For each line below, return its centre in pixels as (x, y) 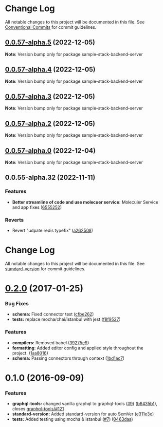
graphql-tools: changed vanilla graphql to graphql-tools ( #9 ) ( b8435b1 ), (85, 404)
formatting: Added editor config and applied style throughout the (78, 348)
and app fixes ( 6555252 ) (37, 207)
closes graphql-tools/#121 (38, 409)
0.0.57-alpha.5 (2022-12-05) (50, 43)
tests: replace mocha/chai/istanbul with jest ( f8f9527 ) (66, 319)
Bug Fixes (17, 304)
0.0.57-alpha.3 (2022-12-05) (50, 96)
